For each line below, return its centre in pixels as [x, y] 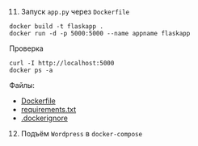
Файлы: [22, 85]
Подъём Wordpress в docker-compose [82, 133]
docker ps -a [31, 70]
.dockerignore [44, 118]
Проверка [26, 48]
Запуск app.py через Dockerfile [75, 12]
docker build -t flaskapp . [57, 27]
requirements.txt [48, 109]
